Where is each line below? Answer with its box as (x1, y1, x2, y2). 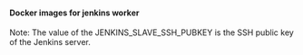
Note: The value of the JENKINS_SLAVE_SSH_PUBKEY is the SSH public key (9, 27, 295, 38)
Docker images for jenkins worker (9, 7, 140, 18)
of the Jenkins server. (9, 37, 91, 48)
